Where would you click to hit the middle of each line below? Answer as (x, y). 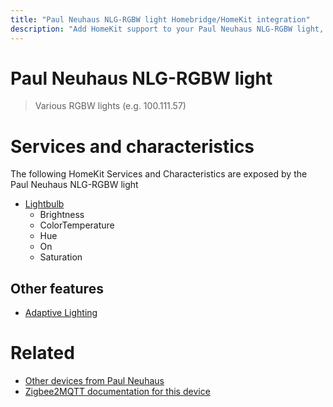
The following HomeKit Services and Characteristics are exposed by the (159, 174)
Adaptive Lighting (61, 313)
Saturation (61, 257)
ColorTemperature (77, 225)
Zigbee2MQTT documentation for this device (117, 392)
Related (42, 353)
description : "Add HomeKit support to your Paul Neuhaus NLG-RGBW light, (167, 29)
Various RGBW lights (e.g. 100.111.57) (110, 106)
